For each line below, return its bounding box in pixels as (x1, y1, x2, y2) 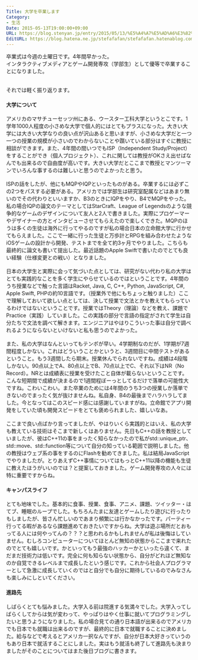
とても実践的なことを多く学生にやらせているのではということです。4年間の (6, 275, 189, 282)
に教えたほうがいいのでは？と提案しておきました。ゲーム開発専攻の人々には (6, 464, 192, 471)
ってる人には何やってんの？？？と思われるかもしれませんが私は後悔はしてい (6, 530, 192, 537)
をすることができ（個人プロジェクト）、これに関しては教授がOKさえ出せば (6, 152, 187, 159)
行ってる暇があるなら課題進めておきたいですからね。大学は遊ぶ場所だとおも (6, 523, 192, 530)
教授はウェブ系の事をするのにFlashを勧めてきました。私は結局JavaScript (11, 450, 190, 457)
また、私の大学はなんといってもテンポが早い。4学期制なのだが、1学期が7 (6, 340, 184, 348)
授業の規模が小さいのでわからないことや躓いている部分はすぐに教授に (21, 137, 192, 144)
